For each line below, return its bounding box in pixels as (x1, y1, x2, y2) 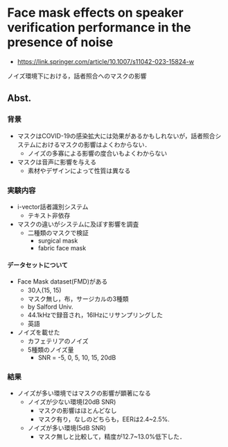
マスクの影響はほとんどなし (37, 407, 117, 415)
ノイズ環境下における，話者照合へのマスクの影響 (7, 72, 147, 80)
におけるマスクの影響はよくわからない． (35, 140, 151, 149)
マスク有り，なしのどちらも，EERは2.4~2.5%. (37, 415, 170, 423)
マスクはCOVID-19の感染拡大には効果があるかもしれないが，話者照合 (17, 131, 216, 140)
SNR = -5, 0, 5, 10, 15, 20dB (37, 353, 116, 362)
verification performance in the (7, 19, 191, 35)
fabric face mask (37, 243, 87, 252)
